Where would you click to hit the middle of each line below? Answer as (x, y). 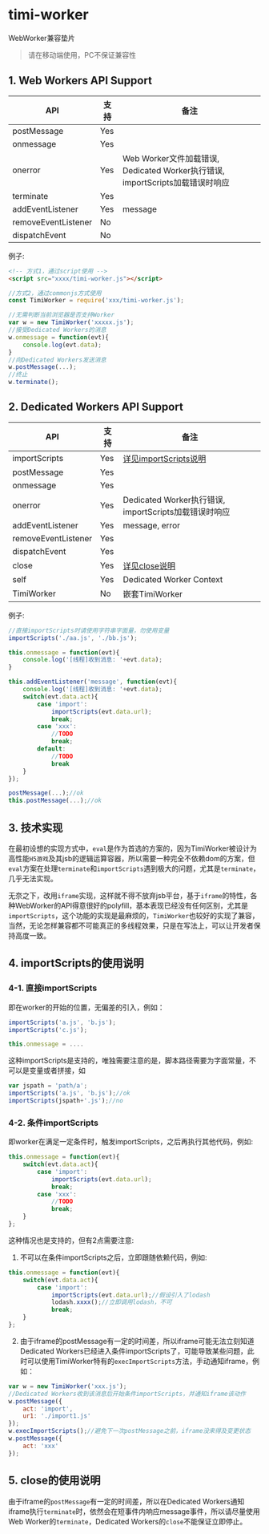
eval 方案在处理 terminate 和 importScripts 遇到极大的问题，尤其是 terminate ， (134, 868)
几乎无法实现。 (33, 878)
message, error (151, 525)
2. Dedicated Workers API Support (96, 407)
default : (52, 749)
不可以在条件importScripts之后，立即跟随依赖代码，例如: (113, 1257)
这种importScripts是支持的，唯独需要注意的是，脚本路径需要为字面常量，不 (132, 1061)
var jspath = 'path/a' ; (48, 1086)
